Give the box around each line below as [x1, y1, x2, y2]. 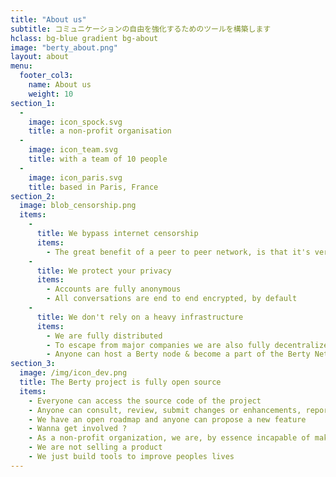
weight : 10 [28, 89, 74, 99]
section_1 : [10, 98, 56, 108]
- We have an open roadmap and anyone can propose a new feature [28, 414, 307, 425]
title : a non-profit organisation [28, 126, 172, 136]
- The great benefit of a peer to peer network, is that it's [46, 247, 311, 257]
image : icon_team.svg [28, 145, 118, 155]
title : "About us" [10, 14, 87, 25]
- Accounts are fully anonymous [46, 284, 182, 295]
